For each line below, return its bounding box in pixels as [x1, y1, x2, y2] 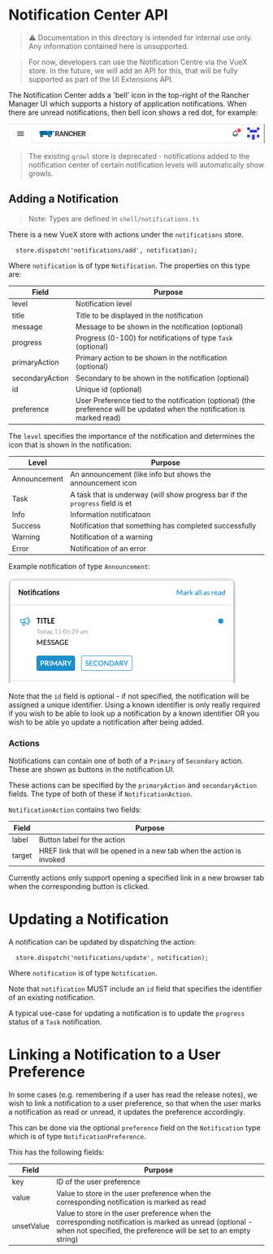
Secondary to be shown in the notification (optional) [76, 373, 249, 383]
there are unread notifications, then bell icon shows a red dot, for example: [8, 107, 258, 117]
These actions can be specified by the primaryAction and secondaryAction [8, 780, 258, 791]
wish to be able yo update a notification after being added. [8, 717, 205, 727]
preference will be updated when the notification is [76, 405, 245, 414]
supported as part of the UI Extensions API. [28, 74, 174, 84]
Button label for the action [38, 835, 126, 844]
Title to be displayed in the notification [76, 310, 203, 320]
